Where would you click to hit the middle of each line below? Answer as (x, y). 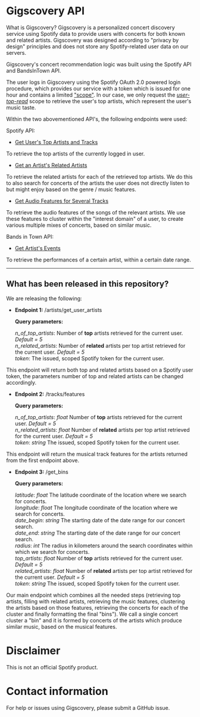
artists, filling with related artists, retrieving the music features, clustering (96, 601)
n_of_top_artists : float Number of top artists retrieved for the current (99, 417)
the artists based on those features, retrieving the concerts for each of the (97, 607)
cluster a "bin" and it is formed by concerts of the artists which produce (94, 620)
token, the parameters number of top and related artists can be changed (95, 376)
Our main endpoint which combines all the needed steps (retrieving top (93, 595)
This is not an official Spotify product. (52, 667)
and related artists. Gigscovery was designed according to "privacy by (93, 40)
